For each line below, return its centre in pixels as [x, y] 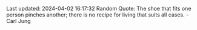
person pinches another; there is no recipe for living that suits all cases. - [98, 15]
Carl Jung [19, 21]
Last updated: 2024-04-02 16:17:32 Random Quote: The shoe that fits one [99, 9]
